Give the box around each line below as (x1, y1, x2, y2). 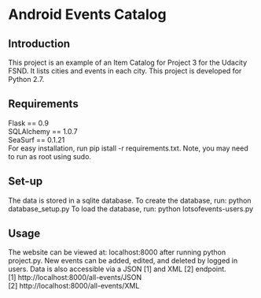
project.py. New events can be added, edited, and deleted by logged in (8, 256, 238, 266)
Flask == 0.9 (8, 118, 50, 128)
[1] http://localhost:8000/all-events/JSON (8, 273, 142, 282)
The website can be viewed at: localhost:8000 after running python (8, 248, 226, 257)
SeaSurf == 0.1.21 (8, 135, 65, 144)
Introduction (8, 37, 71, 50)
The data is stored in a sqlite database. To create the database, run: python (8, 196, 252, 205)
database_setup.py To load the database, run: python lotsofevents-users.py (8, 203, 254, 214)
